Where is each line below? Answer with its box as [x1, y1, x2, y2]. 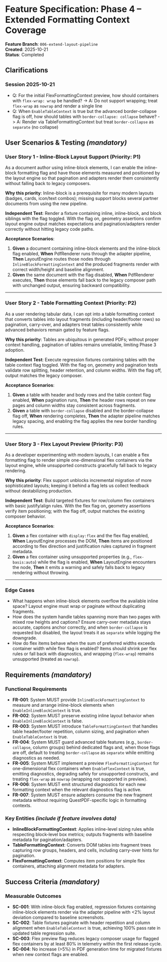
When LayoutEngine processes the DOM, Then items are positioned [12, 538, 153, 544]
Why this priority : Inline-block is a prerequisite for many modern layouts [5, 190, 154, 196]
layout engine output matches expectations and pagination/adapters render [5, 221, 160, 227]
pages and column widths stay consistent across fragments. [12, 402, 136, 408]
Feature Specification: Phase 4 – [5, 3, 142, 15]
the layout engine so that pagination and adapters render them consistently [5, 175, 159, 181]
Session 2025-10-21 [5, 81, 55, 88]
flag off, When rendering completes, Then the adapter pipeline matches [12, 413, 160, 419]
